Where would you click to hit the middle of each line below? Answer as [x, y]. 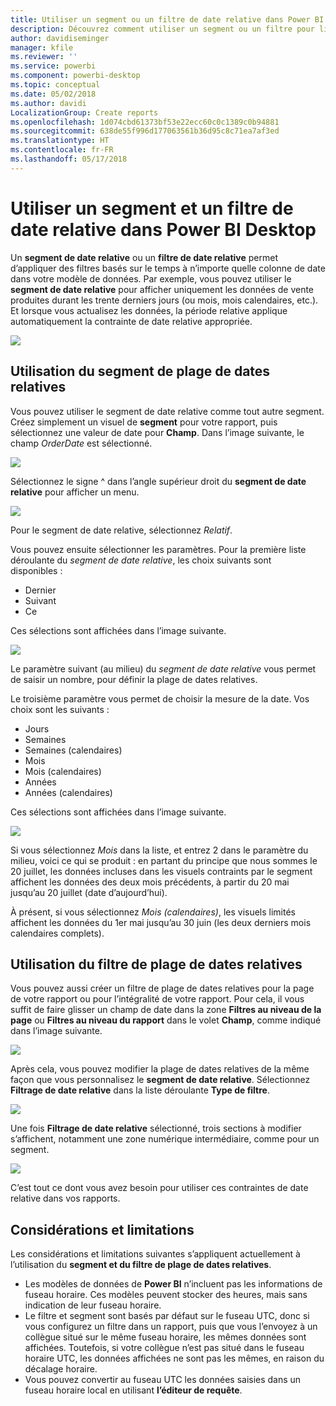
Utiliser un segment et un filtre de [152, 208]
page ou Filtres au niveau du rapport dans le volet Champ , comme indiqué [166, 1020]
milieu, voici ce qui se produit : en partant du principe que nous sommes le [164, 860]
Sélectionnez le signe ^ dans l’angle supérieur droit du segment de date [158, 481]
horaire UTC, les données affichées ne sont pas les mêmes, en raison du [174, 1358]
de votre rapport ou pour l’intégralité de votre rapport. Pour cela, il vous [157, 999]
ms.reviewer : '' [44, 57]
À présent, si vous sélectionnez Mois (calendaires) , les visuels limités [153, 912]
